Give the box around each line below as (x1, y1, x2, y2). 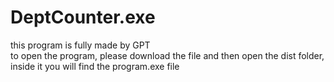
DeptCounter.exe (10, 6, 156, 29)
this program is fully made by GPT (10, 39, 151, 51)
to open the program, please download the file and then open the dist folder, (10, 49, 325, 61)
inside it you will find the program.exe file (10, 60, 180, 72)
